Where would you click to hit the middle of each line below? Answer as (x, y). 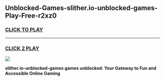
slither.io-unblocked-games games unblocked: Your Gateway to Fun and (81, 68)
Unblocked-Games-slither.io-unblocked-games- (82, 8)
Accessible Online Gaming (33, 73)
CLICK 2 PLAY (22, 48)
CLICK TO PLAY (24, 30)
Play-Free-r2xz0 (31, 16)
